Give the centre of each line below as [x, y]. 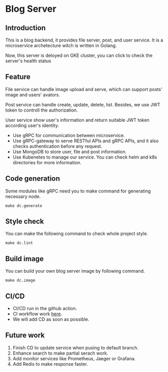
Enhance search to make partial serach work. [60, 353]
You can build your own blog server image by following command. [75, 271]
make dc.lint [19, 243]
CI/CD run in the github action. [45, 309]
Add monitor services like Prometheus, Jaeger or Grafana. [74, 358]
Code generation [33, 179]
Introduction [26, 28]
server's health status [28, 61]
